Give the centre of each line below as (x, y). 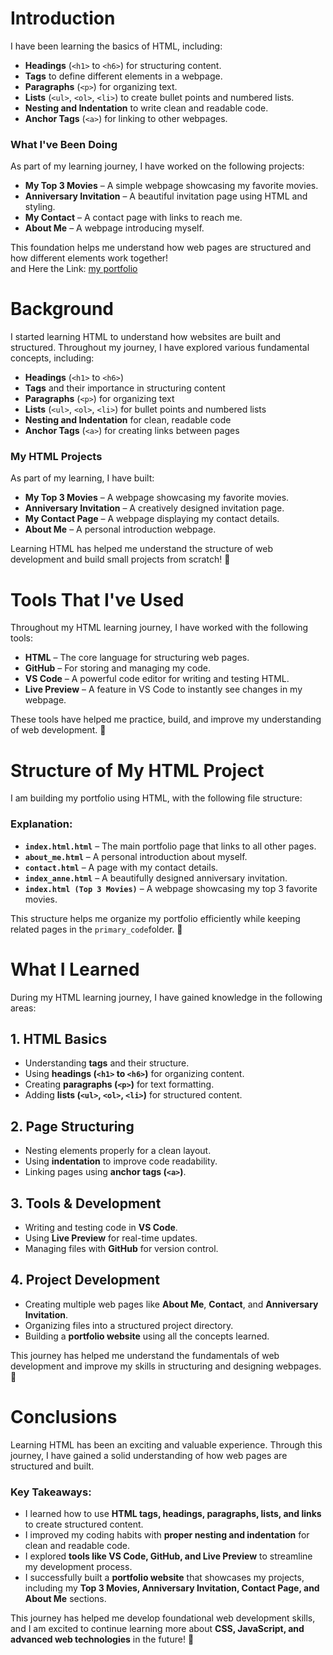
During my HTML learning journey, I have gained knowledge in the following (166, 997)
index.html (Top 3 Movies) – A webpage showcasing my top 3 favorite (171, 888)
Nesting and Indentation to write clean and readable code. (146, 108)
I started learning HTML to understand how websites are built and (146, 337)
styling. (40, 207)
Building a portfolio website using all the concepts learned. (147, 1336)
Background (62, 309)
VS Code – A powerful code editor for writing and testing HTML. (157, 679)
